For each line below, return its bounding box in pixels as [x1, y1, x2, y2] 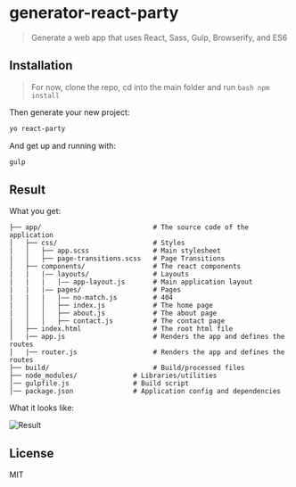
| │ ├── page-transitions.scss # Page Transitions [9, 254, 226, 263]
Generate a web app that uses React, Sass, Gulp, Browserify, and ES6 [30, 32, 288, 43]
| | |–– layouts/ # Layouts [9, 270, 190, 279]
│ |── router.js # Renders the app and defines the [9, 348, 285, 357]
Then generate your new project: [9, 106, 130, 118]
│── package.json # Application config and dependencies [9, 387, 281, 396]
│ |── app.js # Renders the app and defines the [9, 333, 285, 342]
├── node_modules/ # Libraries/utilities [9, 371, 218, 381]
